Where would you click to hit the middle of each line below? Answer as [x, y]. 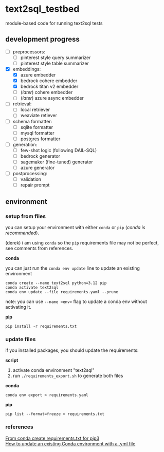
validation [31, 179]
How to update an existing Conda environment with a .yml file [70, 444]
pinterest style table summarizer [54, 63]
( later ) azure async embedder [52, 98]
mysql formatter [38, 133]
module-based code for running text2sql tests [54, 23]
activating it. [19, 307]
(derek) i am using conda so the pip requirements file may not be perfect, [82, 242]
